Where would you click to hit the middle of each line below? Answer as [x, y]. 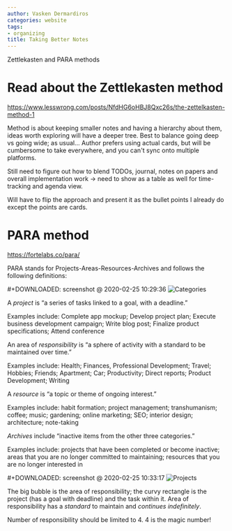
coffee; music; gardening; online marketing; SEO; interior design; [100, 415]
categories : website [37, 20]
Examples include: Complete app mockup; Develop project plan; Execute [111, 316]
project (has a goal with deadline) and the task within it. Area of [98, 499]
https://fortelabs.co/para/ [44, 255]
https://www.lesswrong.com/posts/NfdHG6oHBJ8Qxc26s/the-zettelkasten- [116, 107]
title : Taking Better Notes [48, 40]
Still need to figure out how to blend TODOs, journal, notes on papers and [113, 171]
